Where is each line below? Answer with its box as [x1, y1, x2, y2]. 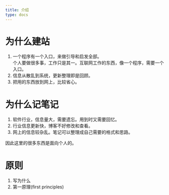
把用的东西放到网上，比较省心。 [12, 79, 80, 85]
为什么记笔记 [5, 99, 59, 110]
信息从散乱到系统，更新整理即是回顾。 [12, 72, 93, 79]
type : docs [5, 12, 28, 17]
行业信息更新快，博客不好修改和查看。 [12, 123, 93, 129]
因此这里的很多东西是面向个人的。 [5, 140, 77, 146]
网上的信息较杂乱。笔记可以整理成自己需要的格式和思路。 [12, 129, 133, 135]
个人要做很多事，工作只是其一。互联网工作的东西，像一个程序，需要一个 [12, 60, 164, 66]
